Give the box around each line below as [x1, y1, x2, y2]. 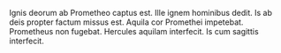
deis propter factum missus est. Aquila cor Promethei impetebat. [9, 17, 244, 27]
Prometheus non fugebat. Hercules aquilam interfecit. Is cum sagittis [9, 26, 259, 36]
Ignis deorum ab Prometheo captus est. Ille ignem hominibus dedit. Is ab [9, 8, 272, 18]
